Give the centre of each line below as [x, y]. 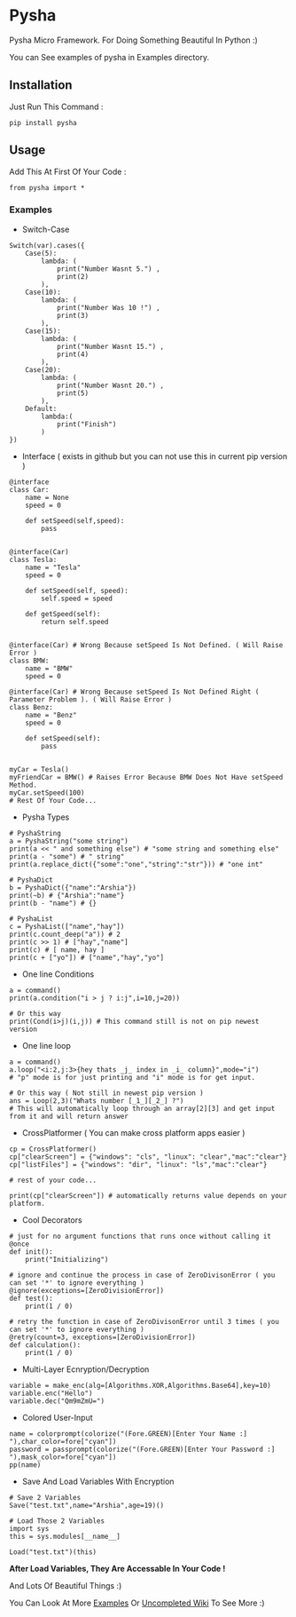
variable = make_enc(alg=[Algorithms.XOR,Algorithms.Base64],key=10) [140, 1385]
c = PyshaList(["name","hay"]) [67, 926]
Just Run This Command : [56, 107]
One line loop [46, 1045]
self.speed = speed [77, 598]
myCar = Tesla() [39, 769]
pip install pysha [43, 123]
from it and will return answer [69, 1116]
